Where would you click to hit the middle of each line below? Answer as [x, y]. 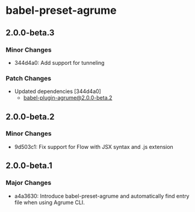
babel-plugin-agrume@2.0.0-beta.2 [68, 98]
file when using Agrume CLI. [49, 202]
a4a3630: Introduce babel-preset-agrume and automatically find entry [102, 196]
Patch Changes [29, 78]
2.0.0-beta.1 [29, 166]
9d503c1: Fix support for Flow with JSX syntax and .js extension [94, 147]
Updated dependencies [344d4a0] [58, 91]
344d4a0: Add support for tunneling [59, 62]
